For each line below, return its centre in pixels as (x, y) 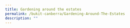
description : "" (21, 18)
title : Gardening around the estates (43, 9)
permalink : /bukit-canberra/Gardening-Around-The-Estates (65, 14)
